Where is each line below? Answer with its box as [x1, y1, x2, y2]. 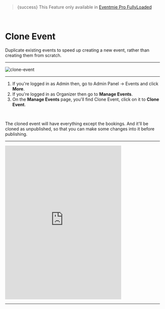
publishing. [5, 131, 28, 137]
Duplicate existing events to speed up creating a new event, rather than [5, 47, 150, 53]
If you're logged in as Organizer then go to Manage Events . [12, 91, 133, 97]
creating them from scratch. [5, 52, 62, 58]
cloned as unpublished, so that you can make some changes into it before [5, 125, 155, 132]
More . [12, 86, 25, 92]
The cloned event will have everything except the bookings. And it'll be [5, 121, 149, 126]
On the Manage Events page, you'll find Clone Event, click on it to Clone [12, 96, 160, 102]
